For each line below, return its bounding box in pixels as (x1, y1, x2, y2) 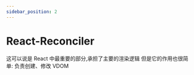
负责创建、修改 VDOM (14, 62, 69, 69)
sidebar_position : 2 (6, 8, 58, 15)
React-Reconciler (6, 34, 95, 48)
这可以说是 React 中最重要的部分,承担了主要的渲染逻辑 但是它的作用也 (6, 55, 178, 62)
